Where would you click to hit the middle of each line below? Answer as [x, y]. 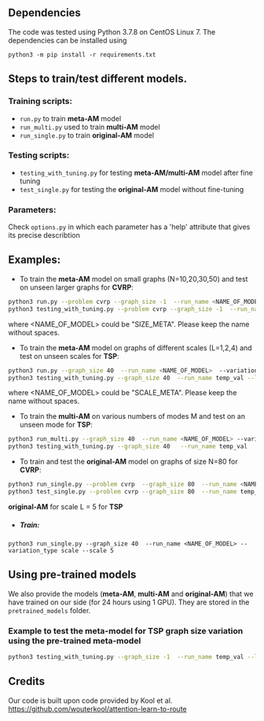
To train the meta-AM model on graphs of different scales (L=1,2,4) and [136, 348]
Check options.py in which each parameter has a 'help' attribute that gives [129, 227]
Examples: [35, 260]
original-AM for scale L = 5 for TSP [66, 506]
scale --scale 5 [87, 550]
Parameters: [32, 209]
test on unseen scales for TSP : [69, 356]
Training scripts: [40, 102]
